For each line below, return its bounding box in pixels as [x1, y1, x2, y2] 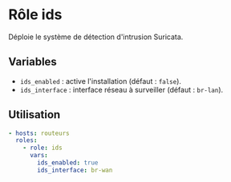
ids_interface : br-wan [37, 166, 113, 174]
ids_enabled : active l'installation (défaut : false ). [19, 76, 182, 85]
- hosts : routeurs [8, 129, 70, 137]
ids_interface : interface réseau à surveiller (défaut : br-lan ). [19, 85, 224, 94]
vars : [29, 152, 48, 160]
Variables [8, 55, 58, 69]
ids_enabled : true [37, 159, 99, 167]
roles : [15, 136, 38, 144]
